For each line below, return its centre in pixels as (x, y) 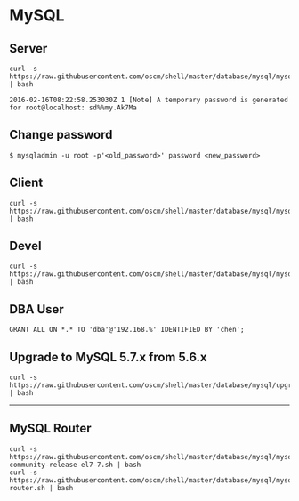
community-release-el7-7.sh (61, 465)
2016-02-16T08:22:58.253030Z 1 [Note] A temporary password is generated (149, 100)
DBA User (36, 309)
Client (26, 183)
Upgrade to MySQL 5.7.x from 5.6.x (108, 357)
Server (28, 48)
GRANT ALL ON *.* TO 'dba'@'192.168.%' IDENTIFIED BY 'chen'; (127, 330)
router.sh (28, 488)
